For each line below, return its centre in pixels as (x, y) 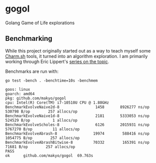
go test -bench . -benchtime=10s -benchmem (52, 80)
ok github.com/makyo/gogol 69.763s (49, 155)
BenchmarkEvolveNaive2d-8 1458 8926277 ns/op (77, 107)
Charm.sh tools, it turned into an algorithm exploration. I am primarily (76, 56)
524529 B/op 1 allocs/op (42, 120)
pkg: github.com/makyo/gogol (36, 98)
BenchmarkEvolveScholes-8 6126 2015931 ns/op (77, 125)
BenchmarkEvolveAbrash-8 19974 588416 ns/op (77, 133)
